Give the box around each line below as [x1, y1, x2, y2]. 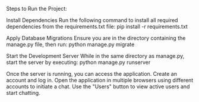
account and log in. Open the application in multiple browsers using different [6, 77, 194, 84]
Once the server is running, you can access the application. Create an [6, 70, 177, 77]
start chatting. [6, 89, 40, 96]
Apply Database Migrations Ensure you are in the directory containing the [6, 35, 186, 41]
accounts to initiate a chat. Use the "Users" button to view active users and [6, 83, 190, 90]
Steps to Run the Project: [6, 5, 67, 12]
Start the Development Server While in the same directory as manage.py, [6, 52, 185, 59]
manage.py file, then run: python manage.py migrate [6, 41, 135, 48]
